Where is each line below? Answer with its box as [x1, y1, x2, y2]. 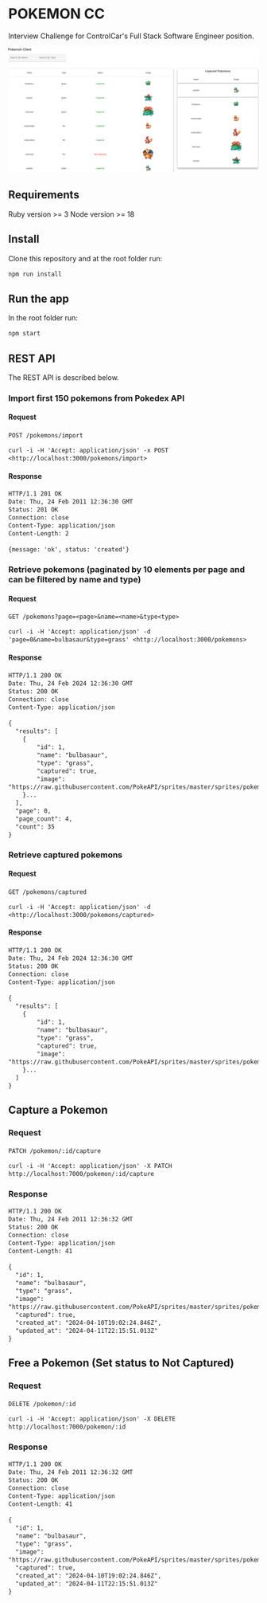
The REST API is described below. [8, 372, 119, 382]
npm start [8, 330, 41, 338]
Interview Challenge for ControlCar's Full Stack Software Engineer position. [8, 31, 254, 41]
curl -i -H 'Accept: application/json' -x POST [8, 447, 169, 455]
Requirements [8, 188, 79, 202]
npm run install [8, 270, 62, 278]
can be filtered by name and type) [8, 574, 141, 586]
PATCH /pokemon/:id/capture [8, 1146, 102, 1155]
